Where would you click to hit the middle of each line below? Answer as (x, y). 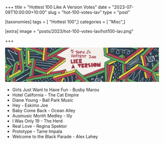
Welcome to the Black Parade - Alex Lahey (55, 137)
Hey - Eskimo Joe (30, 105)
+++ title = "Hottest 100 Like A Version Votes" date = (58, 7)
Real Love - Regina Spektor (40, 126)
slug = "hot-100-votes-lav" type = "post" (89, 12)
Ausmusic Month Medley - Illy (42, 116)
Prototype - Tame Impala (37, 131)
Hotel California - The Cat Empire (45, 95)
